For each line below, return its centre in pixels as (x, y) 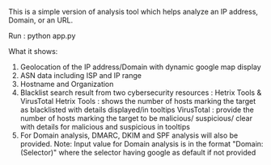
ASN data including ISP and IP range (80, 75)
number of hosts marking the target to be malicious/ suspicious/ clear (136, 118)
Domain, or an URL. (41, 20)
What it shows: (33, 51)
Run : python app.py (42, 36)
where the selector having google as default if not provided (157, 153)
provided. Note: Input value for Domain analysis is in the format (125, 144)
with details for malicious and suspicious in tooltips (105, 127)
